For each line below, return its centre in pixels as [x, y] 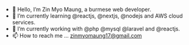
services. [23, 22]
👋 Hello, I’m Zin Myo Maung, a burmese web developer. [81, 9]
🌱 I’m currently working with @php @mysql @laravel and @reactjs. [96, 29]
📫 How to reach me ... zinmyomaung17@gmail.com [77, 36]
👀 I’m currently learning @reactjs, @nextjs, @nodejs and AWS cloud [97, 16]
